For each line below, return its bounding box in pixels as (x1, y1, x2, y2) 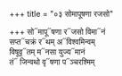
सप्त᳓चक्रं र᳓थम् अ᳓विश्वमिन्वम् (9, 37, 95, 46)
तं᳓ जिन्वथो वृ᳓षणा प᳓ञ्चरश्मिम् (9, 56, 95, 67)
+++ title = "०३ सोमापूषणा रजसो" (9, 9, 114, 19)
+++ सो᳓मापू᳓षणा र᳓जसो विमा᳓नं (9, 27, 106, 37)
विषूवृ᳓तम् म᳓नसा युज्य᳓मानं (9, 46, 85, 57)
